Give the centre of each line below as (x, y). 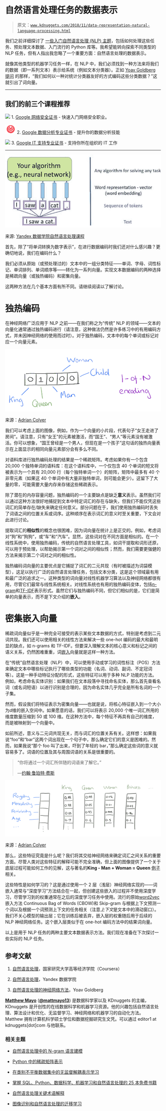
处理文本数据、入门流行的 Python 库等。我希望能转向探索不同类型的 (87, 47)
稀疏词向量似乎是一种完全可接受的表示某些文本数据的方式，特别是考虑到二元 (83, 633)
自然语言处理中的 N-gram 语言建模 (47, 1051)
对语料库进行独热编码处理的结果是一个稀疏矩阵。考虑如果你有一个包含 (77, 460)
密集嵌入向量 (31, 619)
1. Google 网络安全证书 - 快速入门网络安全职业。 (60, 117)
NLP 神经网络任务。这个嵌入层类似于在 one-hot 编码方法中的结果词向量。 (80, 922)
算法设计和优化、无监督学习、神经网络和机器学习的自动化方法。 (79, 1013)
